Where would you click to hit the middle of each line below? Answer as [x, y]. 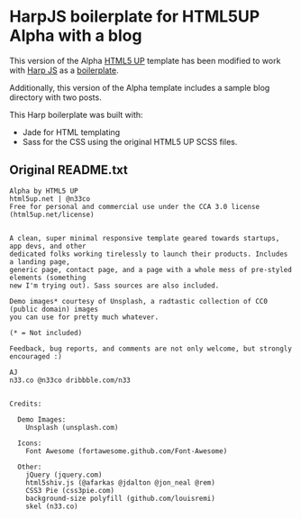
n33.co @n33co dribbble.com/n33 [70, 380]
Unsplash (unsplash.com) [72, 427]
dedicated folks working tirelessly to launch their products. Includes [149, 254]
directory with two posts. [55, 97]
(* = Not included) [46, 332]
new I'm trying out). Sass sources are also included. [114, 286]
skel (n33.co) [52, 506]
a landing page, [40, 262]
